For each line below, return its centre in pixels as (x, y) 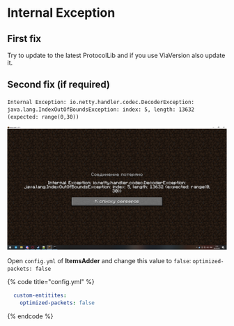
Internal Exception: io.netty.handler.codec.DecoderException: (101, 102)
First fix (24, 39)
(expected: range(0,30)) (43, 117)
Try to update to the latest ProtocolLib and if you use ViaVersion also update (116, 55)
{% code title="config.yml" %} (51, 282)
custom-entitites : (40, 296)
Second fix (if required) (58, 85)
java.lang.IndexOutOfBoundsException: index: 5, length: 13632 (101, 110)
